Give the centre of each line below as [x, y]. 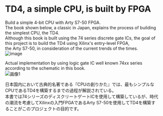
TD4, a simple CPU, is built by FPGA [78, 9]
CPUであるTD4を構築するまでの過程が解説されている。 [61, 90]
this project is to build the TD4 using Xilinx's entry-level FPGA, [67, 43]
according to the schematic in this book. [45, 68]
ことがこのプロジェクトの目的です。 [45, 109]
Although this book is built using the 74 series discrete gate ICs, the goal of [80, 38]
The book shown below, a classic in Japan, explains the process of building [81, 27]
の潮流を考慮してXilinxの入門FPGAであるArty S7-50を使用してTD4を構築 [78, 102]
